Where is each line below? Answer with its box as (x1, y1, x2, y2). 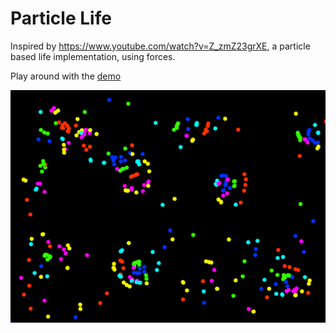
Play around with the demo (10, 70, 122, 82)
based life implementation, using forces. (10, 50, 176, 62)
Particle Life (10, 7, 112, 30)
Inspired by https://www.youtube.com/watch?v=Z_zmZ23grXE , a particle (10, 40, 311, 52)
